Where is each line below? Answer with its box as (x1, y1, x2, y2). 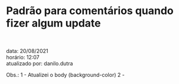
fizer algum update (6, 16, 101, 30)
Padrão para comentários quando (6, 4, 174, 18)
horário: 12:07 (6, 53, 40, 61)
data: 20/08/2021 (6, 47, 48, 54)
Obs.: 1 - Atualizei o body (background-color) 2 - (6, 71, 125, 78)
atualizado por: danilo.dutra (6, 60, 73, 67)
